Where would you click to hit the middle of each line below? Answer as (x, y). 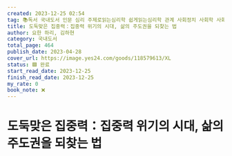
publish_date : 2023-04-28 (44, 52)
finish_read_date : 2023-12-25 (51, 77)
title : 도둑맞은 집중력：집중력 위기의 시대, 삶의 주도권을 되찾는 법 (92, 26)
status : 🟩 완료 (29, 65)
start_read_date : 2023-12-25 (49, 71)
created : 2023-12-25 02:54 (46, 13)
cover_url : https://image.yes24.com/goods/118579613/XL (89, 58)
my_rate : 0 (23, 84)
